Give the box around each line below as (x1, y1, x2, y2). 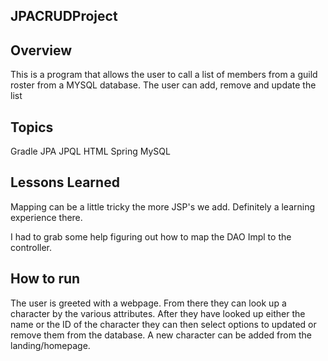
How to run (10, 270, 81, 288)
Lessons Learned (10, 174, 120, 191)
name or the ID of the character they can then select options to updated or (10, 318, 317, 330)
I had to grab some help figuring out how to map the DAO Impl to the (10, 230, 292, 243)
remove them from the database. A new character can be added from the (10, 329, 312, 341)
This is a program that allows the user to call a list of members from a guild (10, 69, 318, 81)
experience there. (10, 211, 83, 223)
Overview (10, 42, 73, 59)
